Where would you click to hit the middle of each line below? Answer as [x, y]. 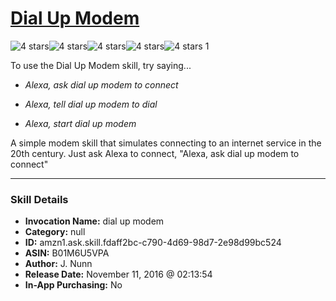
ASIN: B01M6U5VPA [67, 253]
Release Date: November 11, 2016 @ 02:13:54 [118, 274]
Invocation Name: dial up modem [94, 221]
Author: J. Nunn [58, 264]
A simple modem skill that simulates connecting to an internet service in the [166, 143]
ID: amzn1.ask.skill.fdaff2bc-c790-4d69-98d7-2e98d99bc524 [153, 243]
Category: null [55, 232]
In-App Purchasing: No [73, 285]
